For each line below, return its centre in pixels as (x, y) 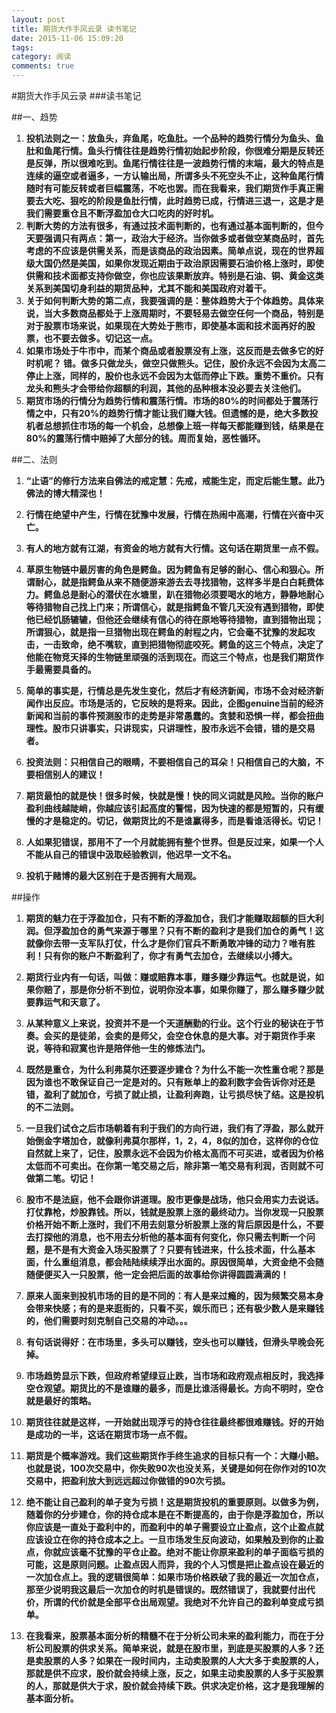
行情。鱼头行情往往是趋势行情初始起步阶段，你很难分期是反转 (188, 150)
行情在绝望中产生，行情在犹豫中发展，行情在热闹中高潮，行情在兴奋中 (170, 514)
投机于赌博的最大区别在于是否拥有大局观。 (113, 875)
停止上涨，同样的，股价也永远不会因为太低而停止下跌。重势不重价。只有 (174, 375)
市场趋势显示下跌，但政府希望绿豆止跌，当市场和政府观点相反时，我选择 (174, 1375)
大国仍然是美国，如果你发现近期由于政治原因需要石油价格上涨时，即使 (179, 263)
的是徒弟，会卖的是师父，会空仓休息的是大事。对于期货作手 (183, 1035)
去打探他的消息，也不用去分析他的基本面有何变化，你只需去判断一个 (166, 1237)
